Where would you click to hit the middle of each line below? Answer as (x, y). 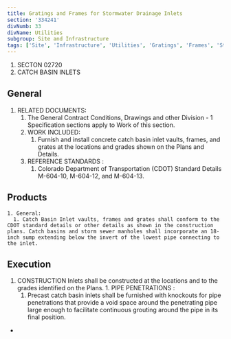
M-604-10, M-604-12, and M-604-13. (91, 176)
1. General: (24, 213)
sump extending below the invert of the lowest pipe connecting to (121, 237)
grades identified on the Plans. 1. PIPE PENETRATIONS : (96, 288)
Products (27, 197)
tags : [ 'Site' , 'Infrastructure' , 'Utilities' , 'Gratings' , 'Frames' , (110, 45)
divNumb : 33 (24, 26)
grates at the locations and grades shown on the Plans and (121, 147)
